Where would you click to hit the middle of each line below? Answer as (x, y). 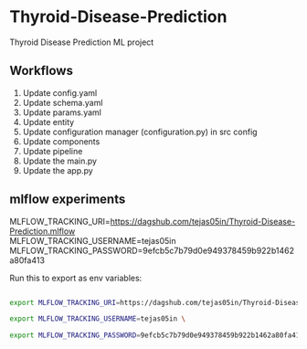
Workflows (41, 71)
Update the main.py (60, 161)
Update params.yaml (62, 112)
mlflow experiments (68, 200)
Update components (61, 141)
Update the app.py (58, 170)
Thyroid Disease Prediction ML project (82, 42)
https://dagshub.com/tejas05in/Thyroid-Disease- (203, 221)
